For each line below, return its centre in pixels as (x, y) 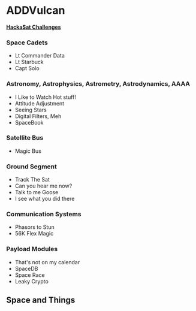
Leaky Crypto (32, 281)
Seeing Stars (31, 110)
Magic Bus (28, 151)
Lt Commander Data (40, 56)
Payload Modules (32, 249)
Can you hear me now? (43, 186)
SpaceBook (29, 122)
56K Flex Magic (34, 234)
